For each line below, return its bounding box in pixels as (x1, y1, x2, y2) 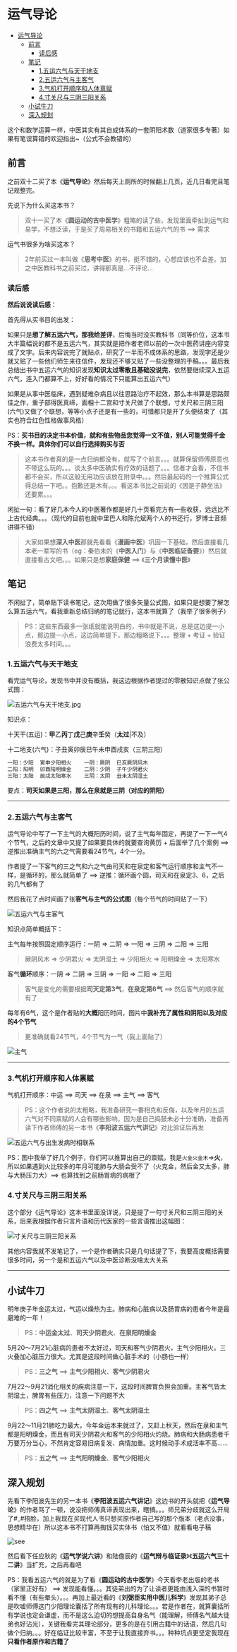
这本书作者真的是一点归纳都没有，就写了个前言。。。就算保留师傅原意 (24, 455, 223, 463)
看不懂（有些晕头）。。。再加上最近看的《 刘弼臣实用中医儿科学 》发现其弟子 (7, 1593, 221, 1602)
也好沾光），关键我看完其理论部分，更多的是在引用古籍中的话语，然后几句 (13, 1620, 227, 1628)
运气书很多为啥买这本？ (7, 239, 75, 248)
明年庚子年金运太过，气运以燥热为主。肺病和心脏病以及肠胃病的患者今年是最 (7, 1305, 230, 1313)
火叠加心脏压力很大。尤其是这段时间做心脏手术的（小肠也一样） (7, 1353, 193, 1361)
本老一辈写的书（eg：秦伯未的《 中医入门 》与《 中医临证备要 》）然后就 (24, 546, 227, 555)
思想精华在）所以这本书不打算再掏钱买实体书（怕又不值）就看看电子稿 (7, 1523, 212, 1532)
